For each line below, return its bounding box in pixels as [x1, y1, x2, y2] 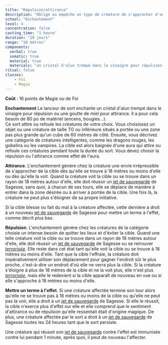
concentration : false [5, 26, 50, 31]
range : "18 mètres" [5, 40, 46, 45]
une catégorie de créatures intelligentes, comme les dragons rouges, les [5, 137, 154, 143]
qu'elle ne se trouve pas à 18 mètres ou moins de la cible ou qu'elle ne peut [5, 292, 160, 298]
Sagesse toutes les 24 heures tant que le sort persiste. [5, 319, 118, 325]
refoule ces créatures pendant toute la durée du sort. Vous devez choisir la [5, 147, 159, 153]
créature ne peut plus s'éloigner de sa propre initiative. [5, 194, 118, 200]
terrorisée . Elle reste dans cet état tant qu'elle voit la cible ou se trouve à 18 [5, 245, 160, 251]
